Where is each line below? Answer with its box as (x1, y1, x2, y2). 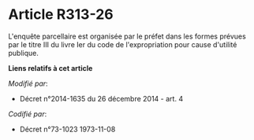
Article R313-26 (8, 6, 114, 24)
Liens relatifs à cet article (8, 63, 93, 72)
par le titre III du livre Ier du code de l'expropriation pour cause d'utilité (8, 39, 237, 49)
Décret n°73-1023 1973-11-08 (19, 124, 116, 134)
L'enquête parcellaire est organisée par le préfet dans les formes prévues (8, 31, 246, 41)
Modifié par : (8, 79, 49, 88)
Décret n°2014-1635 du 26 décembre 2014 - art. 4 (19, 94, 184, 103)
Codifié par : (8, 109, 47, 119)
